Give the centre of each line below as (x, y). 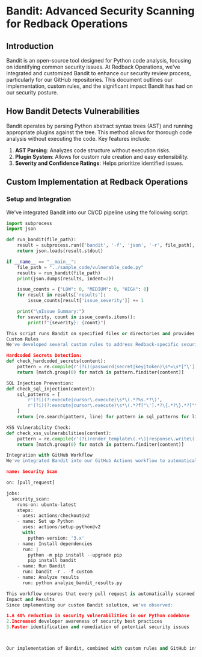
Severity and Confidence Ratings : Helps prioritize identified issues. (99, 163)
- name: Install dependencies (55, 544)
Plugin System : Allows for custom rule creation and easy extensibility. (102, 156)
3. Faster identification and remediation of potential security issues (98, 627)
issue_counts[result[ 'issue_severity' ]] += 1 (86, 301)
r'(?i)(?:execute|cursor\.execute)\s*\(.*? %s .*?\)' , (95, 400)
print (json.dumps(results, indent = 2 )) (66, 279)
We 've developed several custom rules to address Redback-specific (93, 345)
